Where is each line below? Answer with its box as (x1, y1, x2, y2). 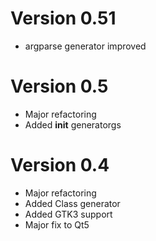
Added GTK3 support (24, 208, 113, 220)
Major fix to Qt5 (24, 218, 90, 231)
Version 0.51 (10, 7, 117, 30)
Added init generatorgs (24, 118, 122, 131)
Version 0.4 (10, 154, 110, 177)
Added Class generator (24, 197, 121, 209)
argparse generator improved (24, 40, 147, 52)
